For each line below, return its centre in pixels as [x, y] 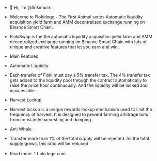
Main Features [24, 56]
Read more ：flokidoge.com [38, 153]
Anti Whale [21, 129]
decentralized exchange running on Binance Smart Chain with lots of [78, 42]
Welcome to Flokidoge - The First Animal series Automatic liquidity [76, 17]
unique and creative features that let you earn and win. [64, 47]
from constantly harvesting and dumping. [51, 120]
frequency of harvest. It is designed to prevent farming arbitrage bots [79, 114]
